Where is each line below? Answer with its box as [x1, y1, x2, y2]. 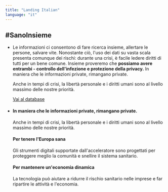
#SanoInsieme [5, 31, 52, 40]
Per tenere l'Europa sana [12, 136, 66, 142]
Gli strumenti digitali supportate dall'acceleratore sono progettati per [12, 147, 156, 153]
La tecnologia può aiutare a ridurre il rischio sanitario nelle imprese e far [12, 175, 163, 181]
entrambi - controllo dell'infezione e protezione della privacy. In [12, 66, 149, 72]
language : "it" [5, 12, 37, 17]
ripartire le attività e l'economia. [12, 181, 79, 187]
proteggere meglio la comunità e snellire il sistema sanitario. [12, 152, 138, 159]
